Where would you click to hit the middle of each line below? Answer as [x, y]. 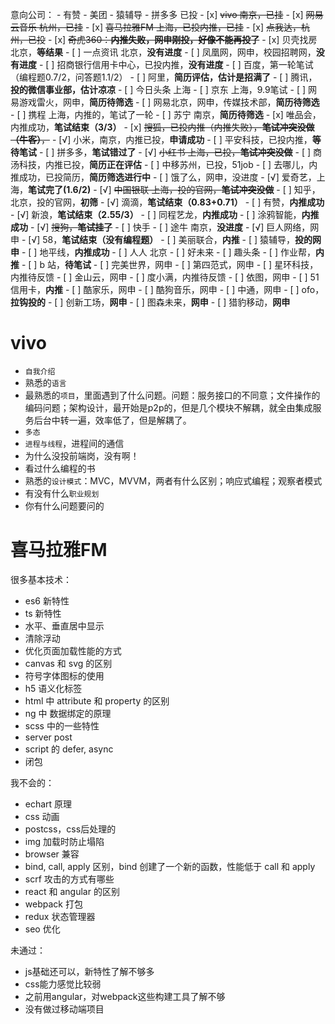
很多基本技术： [41, 579]
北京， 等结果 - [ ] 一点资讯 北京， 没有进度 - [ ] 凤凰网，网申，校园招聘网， [163, 52]
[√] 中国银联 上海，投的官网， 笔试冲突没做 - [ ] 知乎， [210, 189]
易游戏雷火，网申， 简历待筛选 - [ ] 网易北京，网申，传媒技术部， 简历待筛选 [165, 102]
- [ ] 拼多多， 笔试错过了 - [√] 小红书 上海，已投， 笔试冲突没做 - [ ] [175, 152]
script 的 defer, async [69, 749]
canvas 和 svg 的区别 [68, 663]
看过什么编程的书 [60, 468]
